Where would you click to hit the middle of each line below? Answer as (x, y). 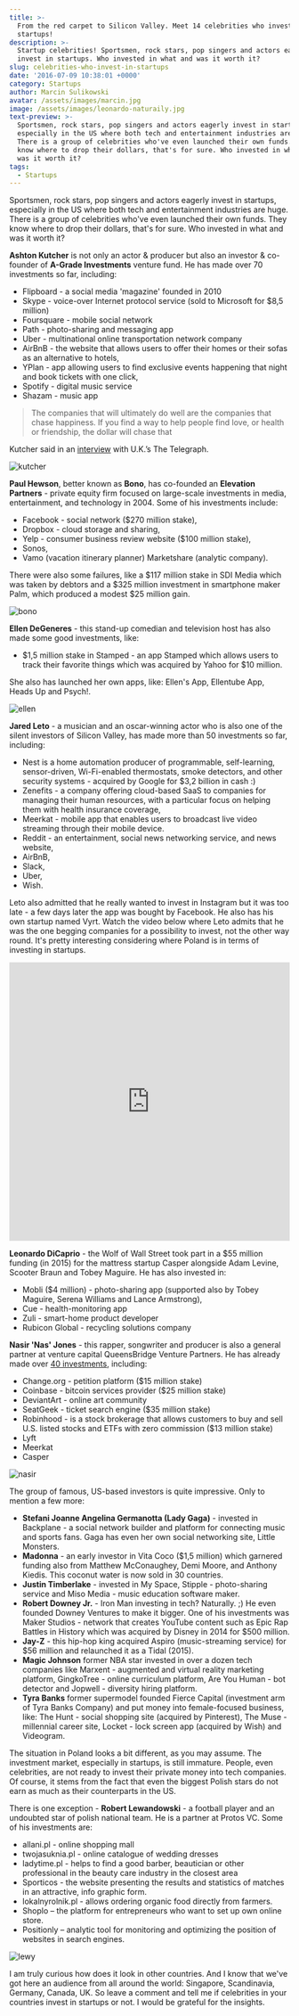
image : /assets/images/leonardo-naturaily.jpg (97, 109)
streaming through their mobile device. (93, 829)
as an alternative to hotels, (71, 358)
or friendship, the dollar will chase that (101, 432)
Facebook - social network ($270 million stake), (109, 520)
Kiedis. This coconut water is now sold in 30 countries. (123, 1575)
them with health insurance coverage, (92, 810)
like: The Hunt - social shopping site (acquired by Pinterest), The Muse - (154, 1717)
